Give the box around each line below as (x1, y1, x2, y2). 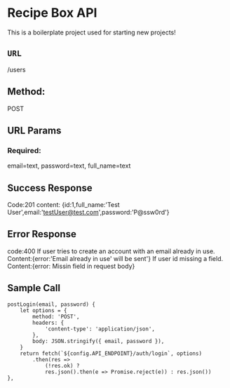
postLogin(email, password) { (7, 300, 96, 308)
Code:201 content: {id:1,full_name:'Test (7, 201, 121, 209)
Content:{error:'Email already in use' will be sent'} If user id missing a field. (7, 254, 224, 262)
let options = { (20, 307, 68, 314)
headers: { (32, 319, 65, 326)
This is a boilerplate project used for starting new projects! (7, 28, 177, 36)
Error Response (7, 228, 77, 240)
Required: (7, 145, 42, 155)
